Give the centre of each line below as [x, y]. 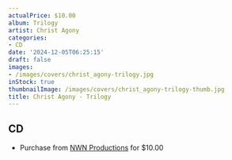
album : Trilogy [33, 23]
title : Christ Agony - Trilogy [60, 97]
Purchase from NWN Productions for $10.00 [91, 148]
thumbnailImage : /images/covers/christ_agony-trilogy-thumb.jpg [116, 89]
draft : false [30, 60]
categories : [28, 38]
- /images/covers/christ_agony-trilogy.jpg [81, 74]
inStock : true [32, 82]
